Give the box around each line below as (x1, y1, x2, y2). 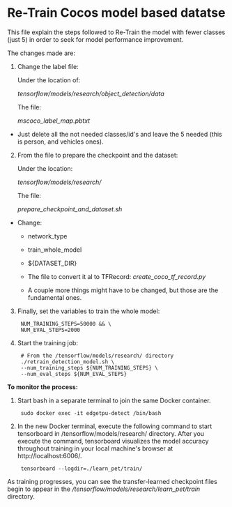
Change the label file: (17, 62, 79, 70)
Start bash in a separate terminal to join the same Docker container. (17, 396, 211, 404)
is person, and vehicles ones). (17, 137, 104, 146)
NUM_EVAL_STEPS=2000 (20, 326, 80, 333)
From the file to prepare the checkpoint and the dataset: (17, 151, 178, 159)
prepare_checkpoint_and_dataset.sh (17, 204, 123, 213)
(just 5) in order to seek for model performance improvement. (7, 35, 184, 43)
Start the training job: (17, 338, 79, 347)
